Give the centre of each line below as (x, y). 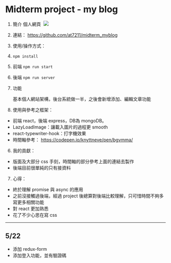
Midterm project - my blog (62, 9)
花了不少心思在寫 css (35, 215)
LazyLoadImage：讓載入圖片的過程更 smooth (60, 127)
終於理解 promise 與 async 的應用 (48, 189)
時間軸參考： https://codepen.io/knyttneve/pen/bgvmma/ (73, 140)
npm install (25, 56)
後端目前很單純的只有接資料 (42, 168)
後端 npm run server (34, 77)
